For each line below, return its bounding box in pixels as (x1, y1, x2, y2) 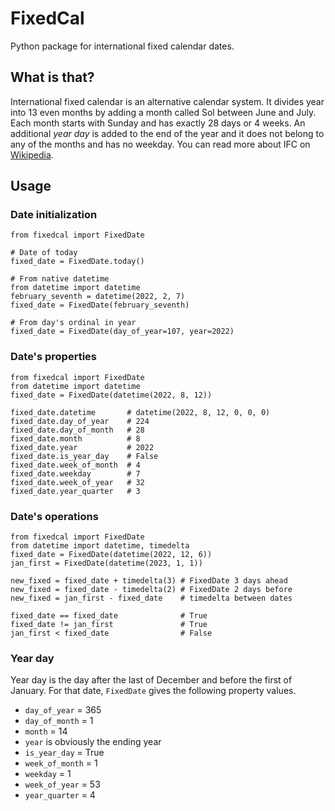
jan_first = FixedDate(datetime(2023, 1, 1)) (10, 558, 203, 569)
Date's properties (10, 350, 97, 364)
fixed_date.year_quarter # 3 (10, 486, 141, 496)
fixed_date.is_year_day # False (10, 451, 159, 461)
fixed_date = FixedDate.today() (10, 257, 145, 267)
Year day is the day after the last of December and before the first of (10, 674, 293, 686)
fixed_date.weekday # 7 (10, 468, 141, 479)
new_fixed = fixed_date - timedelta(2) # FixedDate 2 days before (10, 585, 293, 595)
